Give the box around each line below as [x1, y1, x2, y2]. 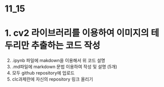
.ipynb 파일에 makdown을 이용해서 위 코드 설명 [12, 57, 106, 63]
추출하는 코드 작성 [31, 40, 101, 51]
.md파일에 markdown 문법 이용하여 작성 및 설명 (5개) [12, 63, 118, 70]
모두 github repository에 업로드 [12, 70, 75, 76]
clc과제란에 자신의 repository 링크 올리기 [12, 76, 94, 82]
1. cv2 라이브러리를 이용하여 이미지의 [5, 27, 149, 39]
